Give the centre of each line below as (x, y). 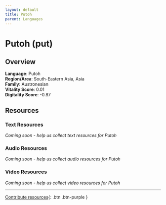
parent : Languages (24, 19)
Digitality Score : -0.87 (28, 95)
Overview (21, 62)
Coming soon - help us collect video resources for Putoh (63, 183)
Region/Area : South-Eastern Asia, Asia (45, 79)
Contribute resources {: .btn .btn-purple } (46, 197)
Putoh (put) (29, 43)
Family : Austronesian (27, 84)
